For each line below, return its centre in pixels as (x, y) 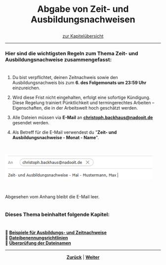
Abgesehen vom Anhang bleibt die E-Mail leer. (52, 197)
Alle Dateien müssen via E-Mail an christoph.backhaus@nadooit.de (83, 117)
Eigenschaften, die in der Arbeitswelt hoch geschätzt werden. (75, 108)
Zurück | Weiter (83, 257)
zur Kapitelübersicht (83, 36)
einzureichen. (26, 88)
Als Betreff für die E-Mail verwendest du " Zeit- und (64, 132)
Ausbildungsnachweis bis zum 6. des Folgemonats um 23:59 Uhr (79, 83)
